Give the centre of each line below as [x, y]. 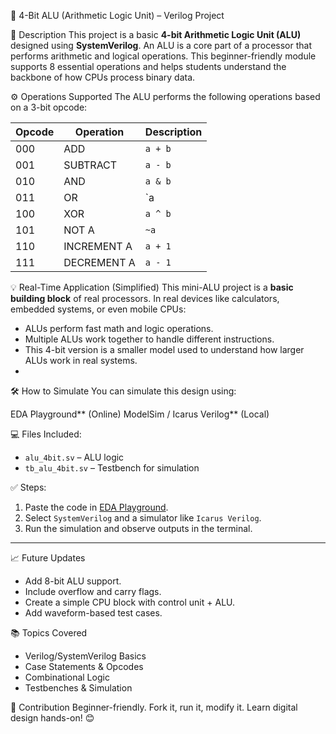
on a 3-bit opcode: [49, 107]
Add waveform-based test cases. [93, 613]
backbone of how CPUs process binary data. [103, 77]
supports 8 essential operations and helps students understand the [148, 66]
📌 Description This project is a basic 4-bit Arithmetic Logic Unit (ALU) [156, 34]
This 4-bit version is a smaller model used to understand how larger [164, 349]
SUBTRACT [90, 165]
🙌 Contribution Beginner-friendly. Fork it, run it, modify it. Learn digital [154, 707]
